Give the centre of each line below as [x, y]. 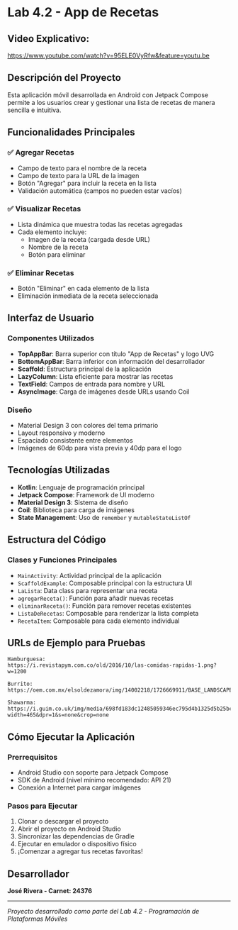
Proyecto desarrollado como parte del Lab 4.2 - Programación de [103, 912]
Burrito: [20, 684]
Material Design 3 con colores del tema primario [88, 426]
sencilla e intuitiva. [34, 110]
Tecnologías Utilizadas [59, 470]
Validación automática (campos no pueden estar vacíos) [100, 190]
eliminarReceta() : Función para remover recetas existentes [104, 605]
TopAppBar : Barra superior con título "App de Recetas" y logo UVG [116, 354]
